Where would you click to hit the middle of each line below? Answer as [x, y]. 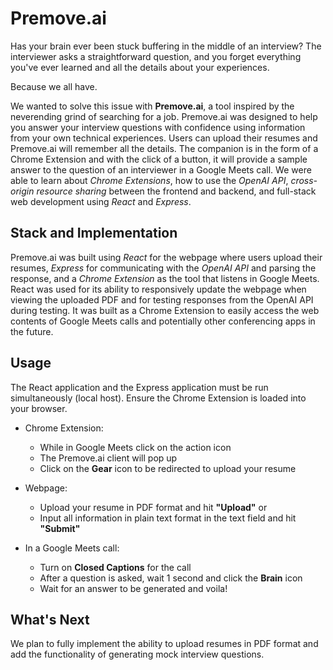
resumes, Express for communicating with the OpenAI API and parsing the [163, 268]
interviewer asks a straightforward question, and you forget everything [156, 56]
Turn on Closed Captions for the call [115, 567]
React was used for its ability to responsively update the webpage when [158, 289]
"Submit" [60, 528]
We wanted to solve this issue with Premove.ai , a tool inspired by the [152, 106]
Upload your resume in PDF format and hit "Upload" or [153, 507]
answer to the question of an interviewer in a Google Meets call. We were [161, 169]
